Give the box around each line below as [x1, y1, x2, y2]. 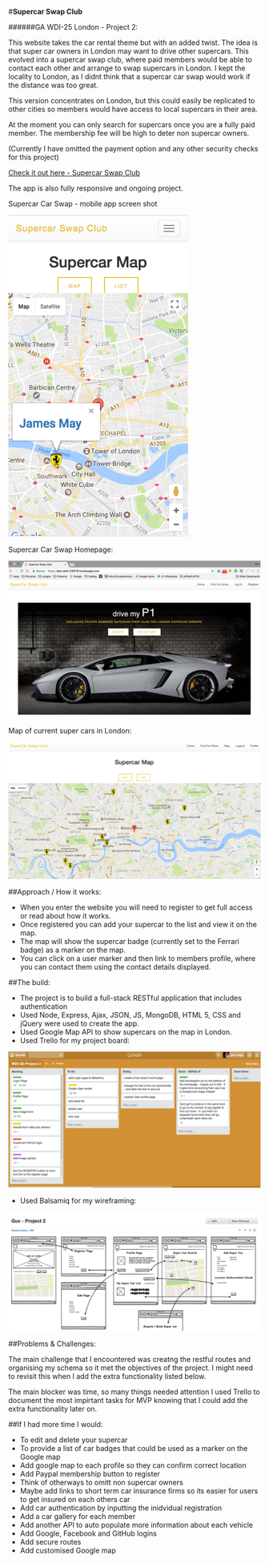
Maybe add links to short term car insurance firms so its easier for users [19, 1485, 259, 1496]
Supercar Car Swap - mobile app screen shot [8, 199, 158, 208]
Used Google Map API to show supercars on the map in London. [19, 1027, 232, 1037]
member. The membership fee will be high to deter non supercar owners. [8, 128, 250, 138]
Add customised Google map [19, 1545, 116, 1555]
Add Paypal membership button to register [19, 1469, 160, 1478]
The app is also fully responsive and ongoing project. [8, 183, 184, 193]
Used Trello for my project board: [19, 1036, 130, 1046]
